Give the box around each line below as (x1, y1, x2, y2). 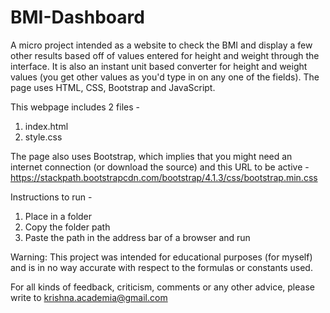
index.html (24, 120, 69, 132)
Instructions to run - (10, 191, 93, 203)
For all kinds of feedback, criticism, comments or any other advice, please (10, 281, 315, 293)
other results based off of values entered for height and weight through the (10, 49, 320, 61)
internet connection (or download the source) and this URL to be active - (10, 161, 310, 173)
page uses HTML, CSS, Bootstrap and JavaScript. (10, 81, 216, 93)
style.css (24, 131, 63, 143)
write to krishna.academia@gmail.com (10, 291, 168, 303)
